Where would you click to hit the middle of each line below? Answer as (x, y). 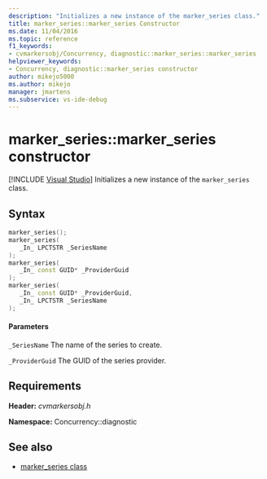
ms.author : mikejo (39, 84)
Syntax (27, 214)
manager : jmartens (39, 92)
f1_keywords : (31, 46)
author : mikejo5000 (42, 77)
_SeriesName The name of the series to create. (85, 345)
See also (31, 448)
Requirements (45, 387)
